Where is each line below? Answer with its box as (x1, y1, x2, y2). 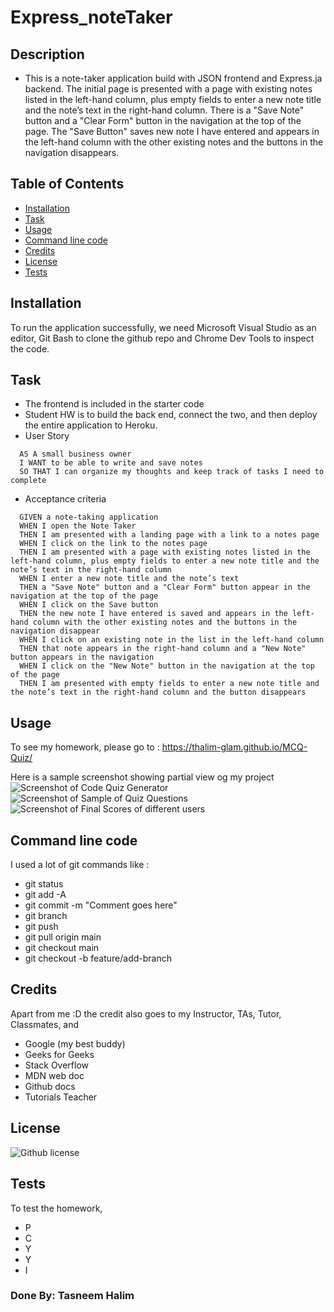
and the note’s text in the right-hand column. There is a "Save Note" (24, 104, 305, 116)
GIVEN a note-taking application (19, 512, 159, 523)
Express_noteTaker (10, 6, 173, 29)
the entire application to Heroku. (24, 419, 158, 431)
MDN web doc (24, 1069, 85, 1081)
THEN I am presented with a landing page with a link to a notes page (19, 530, 320, 540)
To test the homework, (10, 1202, 103, 1214)
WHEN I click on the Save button (19, 600, 159, 610)
